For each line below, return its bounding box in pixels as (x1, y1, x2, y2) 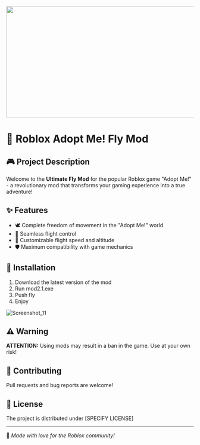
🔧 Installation (6, 262, 56, 273)
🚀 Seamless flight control (14, 230, 77, 237)
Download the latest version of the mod (14, 279, 112, 286)
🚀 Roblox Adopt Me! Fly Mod (6, 132, 149, 146)
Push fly (14, 291, 36, 298)
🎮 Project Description (6, 156, 90, 166)
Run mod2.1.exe (14, 285, 54, 292)
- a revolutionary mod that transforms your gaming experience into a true (6, 182, 186, 188)
